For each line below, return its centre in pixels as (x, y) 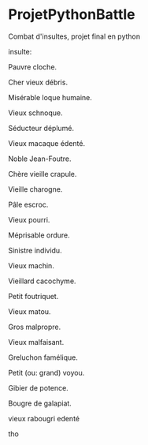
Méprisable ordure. (39, 235)
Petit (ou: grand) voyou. (46, 372)
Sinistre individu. (35, 250)
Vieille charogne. (35, 189)
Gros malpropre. (35, 327)
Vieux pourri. (29, 219)
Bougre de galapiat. (40, 403)
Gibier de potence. (38, 387)
